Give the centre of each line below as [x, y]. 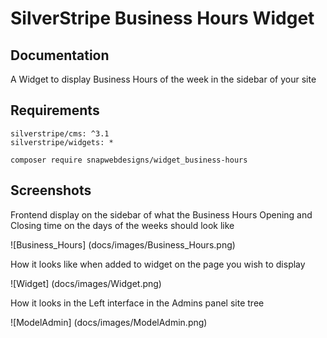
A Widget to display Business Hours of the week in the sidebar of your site [163, 79]
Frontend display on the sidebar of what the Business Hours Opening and [161, 214]
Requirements [55, 110]
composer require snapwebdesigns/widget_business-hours [129, 160]
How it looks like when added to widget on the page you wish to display [158, 264]
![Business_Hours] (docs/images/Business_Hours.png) [123, 244]
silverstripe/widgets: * [62, 142]
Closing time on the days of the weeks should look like [122, 225]
